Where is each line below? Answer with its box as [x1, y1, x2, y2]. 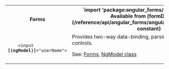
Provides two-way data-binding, [72, 33, 150, 40]
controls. [72, 39, 93, 46]
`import [82, 6, 101, 13]
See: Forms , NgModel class [72, 51, 137, 57]
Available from [110, 12, 146, 19]
